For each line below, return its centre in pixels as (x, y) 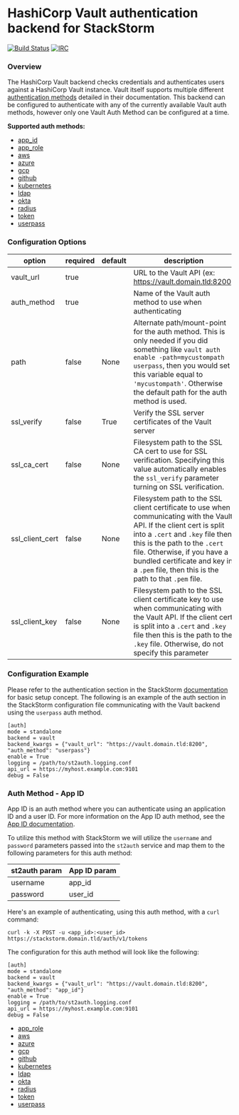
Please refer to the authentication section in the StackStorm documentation (118, 690)
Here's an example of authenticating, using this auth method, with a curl (114, 912)
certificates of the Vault (172, 421)
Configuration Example (48, 674)
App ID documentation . (41, 824)
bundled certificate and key (179, 560)
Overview (25, 66)
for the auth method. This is (179, 331)
